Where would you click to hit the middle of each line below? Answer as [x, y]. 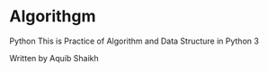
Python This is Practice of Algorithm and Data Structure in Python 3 [134, 41]
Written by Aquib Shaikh [54, 58]
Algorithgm [53, 16]
